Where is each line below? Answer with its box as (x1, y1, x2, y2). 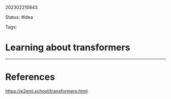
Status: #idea (5, 14, 33, 20)
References (5, 71, 55, 83)
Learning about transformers (5, 42, 131, 53)
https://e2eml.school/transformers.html (5, 88, 88, 94)
